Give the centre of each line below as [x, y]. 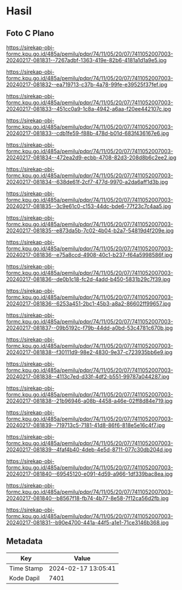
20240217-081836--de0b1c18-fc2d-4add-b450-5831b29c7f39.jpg [88, 279]
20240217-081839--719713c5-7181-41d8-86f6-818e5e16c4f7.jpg [86, 425]
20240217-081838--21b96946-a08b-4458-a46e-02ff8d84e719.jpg [90, 401]
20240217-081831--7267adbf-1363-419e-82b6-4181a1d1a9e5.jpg [87, 60]
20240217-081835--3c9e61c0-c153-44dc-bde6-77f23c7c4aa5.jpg [89, 206]
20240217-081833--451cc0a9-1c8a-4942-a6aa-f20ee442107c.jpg [89, 109]
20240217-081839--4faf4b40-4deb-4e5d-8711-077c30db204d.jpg [89, 450]
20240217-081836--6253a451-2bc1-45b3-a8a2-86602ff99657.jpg [89, 303]
